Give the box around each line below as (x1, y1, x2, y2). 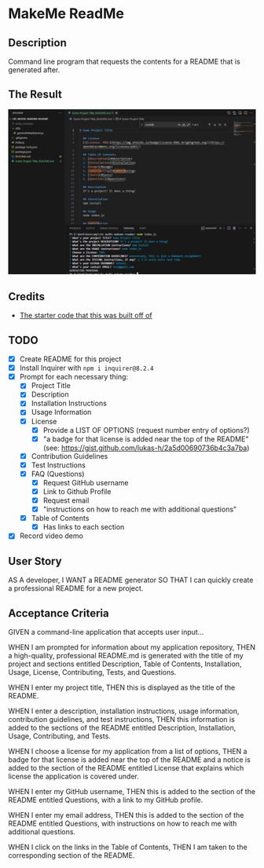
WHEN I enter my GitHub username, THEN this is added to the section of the (8, 786, 256, 796)
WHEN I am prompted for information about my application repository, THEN (8, 642, 255, 652)
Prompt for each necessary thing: (19, 372, 128, 382)
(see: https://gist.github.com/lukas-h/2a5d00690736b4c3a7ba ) (42, 443, 250, 452)
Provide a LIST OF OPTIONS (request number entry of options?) (42, 425, 250, 434)
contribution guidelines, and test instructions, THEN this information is (8, 714, 236, 723)
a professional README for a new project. (8, 584, 144, 593)
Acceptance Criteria (8, 606, 109, 620)
